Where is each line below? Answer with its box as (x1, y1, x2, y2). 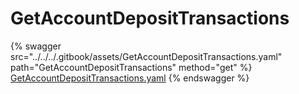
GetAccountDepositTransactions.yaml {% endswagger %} (10, 72, 250, 84)
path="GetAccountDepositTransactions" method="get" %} (10, 61, 253, 73)
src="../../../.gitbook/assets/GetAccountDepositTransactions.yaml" (10, 50, 283, 62)
